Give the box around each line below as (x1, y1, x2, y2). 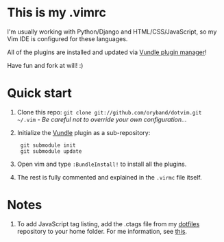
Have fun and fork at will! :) (7, 61, 84, 69)
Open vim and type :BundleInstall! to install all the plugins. (16, 160, 187, 168)
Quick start (7, 86, 72, 101)
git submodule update (20, 147, 82, 155)
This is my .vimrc (7, 5, 106, 21)
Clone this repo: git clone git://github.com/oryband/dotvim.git (16, 108, 202, 116)
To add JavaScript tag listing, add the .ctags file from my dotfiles (16, 219, 200, 228)
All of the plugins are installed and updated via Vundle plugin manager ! (7, 48, 207, 56)
